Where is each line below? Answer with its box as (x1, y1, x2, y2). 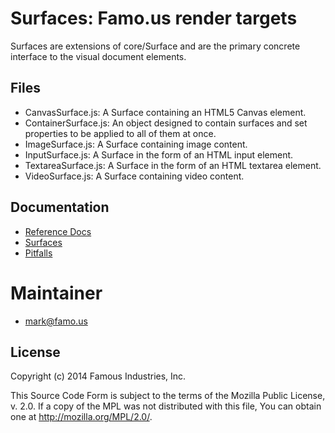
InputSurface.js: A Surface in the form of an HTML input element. (24, 148, 294, 161)
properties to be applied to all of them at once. (24, 127, 217, 139)
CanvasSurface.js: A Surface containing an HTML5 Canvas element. (24, 106, 307, 118)
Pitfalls (24, 247, 53, 259)
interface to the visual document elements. (10, 50, 187, 62)
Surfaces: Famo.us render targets (10, 7, 298, 30)
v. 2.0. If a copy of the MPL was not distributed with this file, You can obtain (10, 400, 322, 412)
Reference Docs (24, 225, 92, 237)
